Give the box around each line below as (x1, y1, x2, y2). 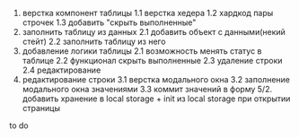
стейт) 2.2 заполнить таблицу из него (22, 36, 166, 47)
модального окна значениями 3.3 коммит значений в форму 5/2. (22, 84, 272, 94)
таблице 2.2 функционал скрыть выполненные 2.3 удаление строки (22, 56, 283, 65)
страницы (22, 103, 61, 113)
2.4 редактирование (22, 65, 101, 75)
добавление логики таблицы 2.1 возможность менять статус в (22, 46, 262, 56)
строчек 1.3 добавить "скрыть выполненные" (22, 17, 197, 28)
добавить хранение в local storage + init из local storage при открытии (22, 93, 291, 104)
